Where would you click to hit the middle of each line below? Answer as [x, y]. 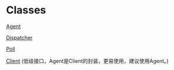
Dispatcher [19, 37]
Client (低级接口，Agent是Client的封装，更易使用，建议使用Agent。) [87, 61]
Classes [26, 10]
